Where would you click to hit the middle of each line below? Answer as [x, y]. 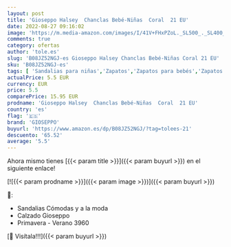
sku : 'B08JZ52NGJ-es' [38, 65]
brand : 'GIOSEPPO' [33, 122]
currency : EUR [27, 84]
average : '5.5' [29, 142]
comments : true [29, 39]
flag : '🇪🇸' [24, 116]
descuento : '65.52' [35, 135]
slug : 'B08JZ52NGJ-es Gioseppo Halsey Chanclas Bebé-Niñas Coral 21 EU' [113, 58]
